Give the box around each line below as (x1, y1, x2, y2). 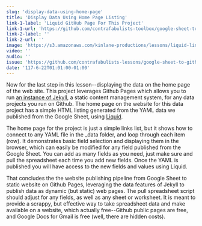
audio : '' (6, 53, 31, 60)
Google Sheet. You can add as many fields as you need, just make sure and (6, 150, 194, 157)
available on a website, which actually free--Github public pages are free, (6, 207, 188, 214)
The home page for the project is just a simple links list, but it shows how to (6, 124, 193, 132)
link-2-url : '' (6, 37, 44, 43)
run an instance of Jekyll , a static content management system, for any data (6, 94, 195, 101)
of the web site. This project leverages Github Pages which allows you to (6, 88, 186, 95)
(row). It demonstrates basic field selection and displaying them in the (6, 138, 179, 145)
